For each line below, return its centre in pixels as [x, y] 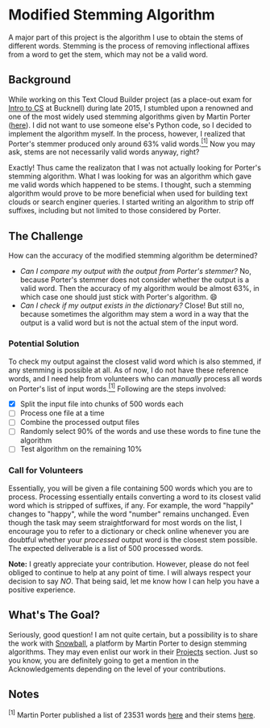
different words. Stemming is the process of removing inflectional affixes [129, 45]
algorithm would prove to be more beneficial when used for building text [128, 194]
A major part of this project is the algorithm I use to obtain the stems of [126, 37]
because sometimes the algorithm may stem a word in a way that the [134, 314]
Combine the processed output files [79, 423]
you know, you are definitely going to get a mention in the [104, 660]
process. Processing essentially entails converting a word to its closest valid [135, 497]
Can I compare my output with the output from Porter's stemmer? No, [135, 271]
